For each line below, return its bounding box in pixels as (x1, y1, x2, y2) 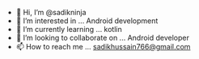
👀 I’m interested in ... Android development (15, 16, 159, 26)
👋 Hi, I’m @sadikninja (15, 8, 87, 17)
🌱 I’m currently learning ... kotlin (15, 25, 123, 33)
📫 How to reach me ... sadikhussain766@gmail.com (15, 42, 191, 51)
